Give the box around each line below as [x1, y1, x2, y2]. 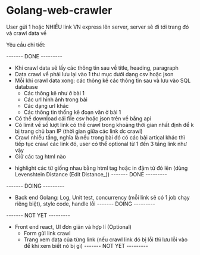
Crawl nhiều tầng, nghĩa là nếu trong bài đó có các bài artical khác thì [14, 133, 186, 141]
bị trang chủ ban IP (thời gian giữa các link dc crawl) [14, 128, 143, 135]
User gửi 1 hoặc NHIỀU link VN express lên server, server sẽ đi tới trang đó [6, 23, 189, 30]
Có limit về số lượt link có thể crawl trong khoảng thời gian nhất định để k [14, 121, 194, 128]
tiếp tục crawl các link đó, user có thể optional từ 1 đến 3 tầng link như [14, 140, 187, 147]
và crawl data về [6, 29, 47, 36]
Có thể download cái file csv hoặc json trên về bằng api [14, 114, 152, 122]
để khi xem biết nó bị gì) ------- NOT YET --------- [23, 242, 149, 249]
